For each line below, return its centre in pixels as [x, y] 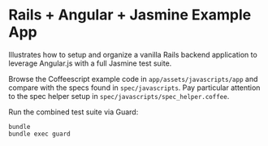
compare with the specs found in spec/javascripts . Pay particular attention [134, 88]
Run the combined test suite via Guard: [73, 112]
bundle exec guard [39, 134]
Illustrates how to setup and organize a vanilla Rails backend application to [133, 54]
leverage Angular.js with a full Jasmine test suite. [90, 63]
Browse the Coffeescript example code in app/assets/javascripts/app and [133, 79]
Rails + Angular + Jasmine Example [130, 15]
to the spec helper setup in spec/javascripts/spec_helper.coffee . [119, 96]
